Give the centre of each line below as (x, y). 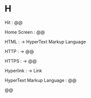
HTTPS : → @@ (21, 61)
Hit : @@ (14, 22)
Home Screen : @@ (25, 32)
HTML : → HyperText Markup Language (45, 42)
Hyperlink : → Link (23, 71)
